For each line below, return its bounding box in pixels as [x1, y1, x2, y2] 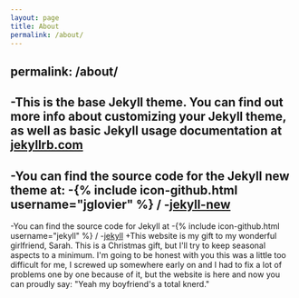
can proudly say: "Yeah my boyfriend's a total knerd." [10, 278, 210, 289]
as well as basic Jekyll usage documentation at [10, 124, 283, 139]
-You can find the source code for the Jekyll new [10, 168, 290, 184]
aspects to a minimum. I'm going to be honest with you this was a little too [10, 249, 286, 260]
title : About [10, 22, 60, 31]
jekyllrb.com [10, 137, 84, 153]
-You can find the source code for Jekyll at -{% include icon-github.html [10, 220, 280, 232]
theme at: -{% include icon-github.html [10, 183, 238, 198]
